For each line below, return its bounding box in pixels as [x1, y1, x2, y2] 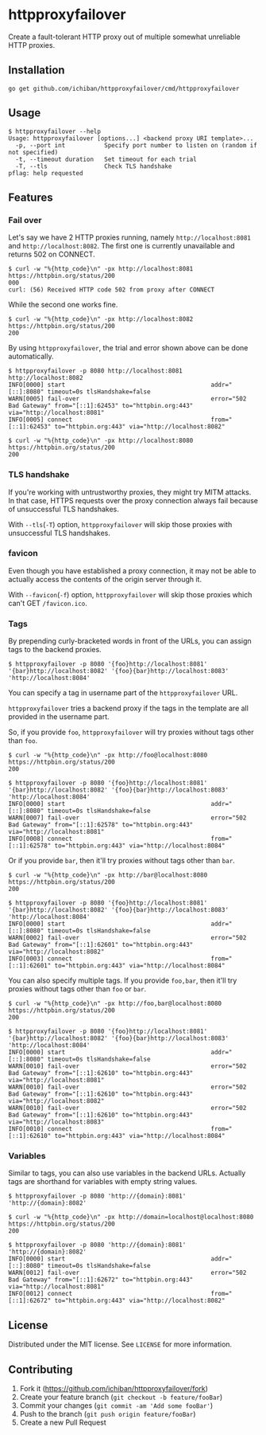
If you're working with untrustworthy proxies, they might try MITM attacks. [8, 487, 252, 497]
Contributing [8, 1363, 73, 1376]
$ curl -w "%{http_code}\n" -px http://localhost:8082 [8, 315, 194, 323]
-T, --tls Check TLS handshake [15, 162, 172, 170]
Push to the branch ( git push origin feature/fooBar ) [19, 1410, 196, 1419]
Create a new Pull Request [19, 1417, 107, 1427]
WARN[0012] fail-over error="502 [8, 1269, 247, 1277]
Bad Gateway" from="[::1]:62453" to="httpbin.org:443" [8, 402, 194, 410]
